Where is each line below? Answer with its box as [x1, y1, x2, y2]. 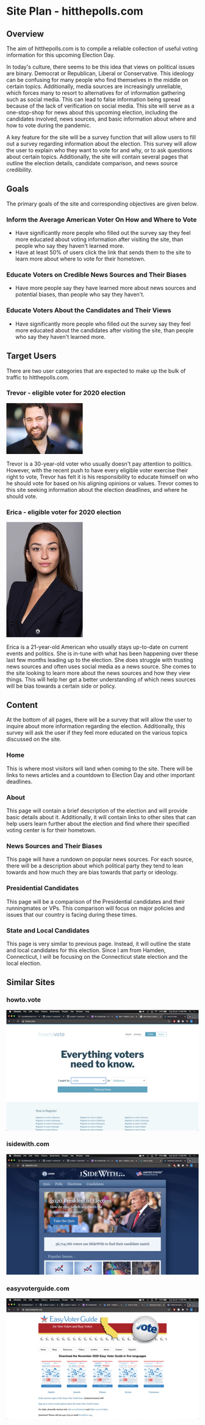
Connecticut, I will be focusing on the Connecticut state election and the [6, 953, 188, 960]
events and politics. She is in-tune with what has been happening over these [6, 650, 198, 657]
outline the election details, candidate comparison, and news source [6, 160, 178, 166]
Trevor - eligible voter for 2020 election [6, 389, 126, 397]
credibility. [6, 166, 33, 173]
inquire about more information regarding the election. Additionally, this [6, 723, 185, 730]
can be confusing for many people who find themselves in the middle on [6, 76, 189, 83]
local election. [6, 959, 41, 967]
